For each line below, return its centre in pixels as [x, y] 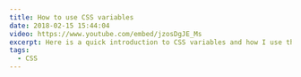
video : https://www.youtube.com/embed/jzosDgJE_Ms [106, 34]
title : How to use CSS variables [72, 17]
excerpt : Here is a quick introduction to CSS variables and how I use [146, 42]
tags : [19, 50]
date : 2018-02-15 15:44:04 [60, 26]
